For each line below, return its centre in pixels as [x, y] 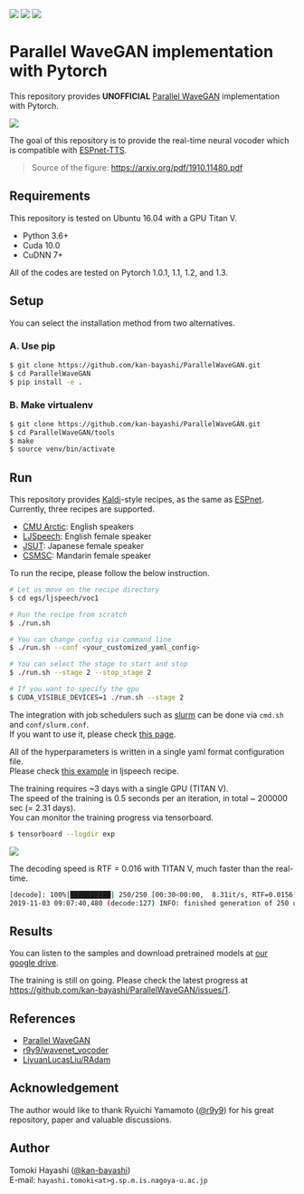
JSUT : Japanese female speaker [83, 546]
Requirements [50, 196]
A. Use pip [33, 347]
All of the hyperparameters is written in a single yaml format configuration [147, 751]
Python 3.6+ [46, 235]
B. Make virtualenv [51, 406]
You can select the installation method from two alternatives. [122, 323]
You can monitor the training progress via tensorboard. [112, 817]
